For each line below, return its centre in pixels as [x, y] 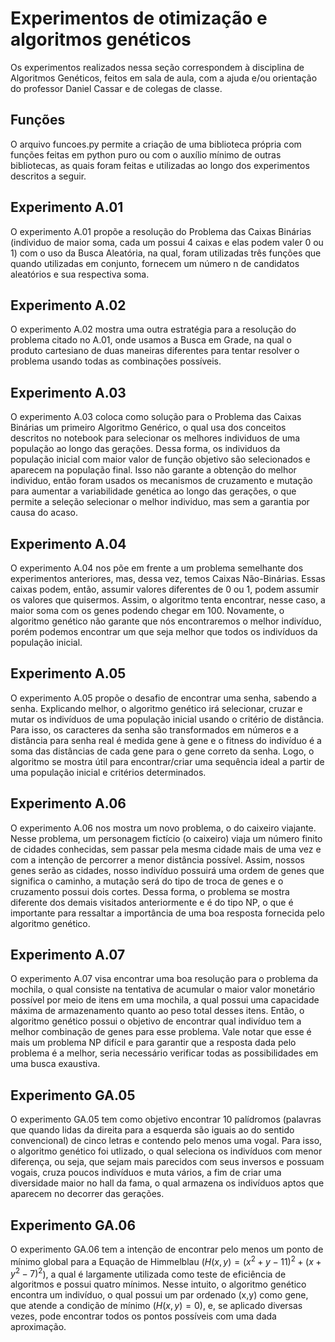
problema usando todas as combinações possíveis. [116, 361]
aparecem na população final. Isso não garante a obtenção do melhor [153, 470]
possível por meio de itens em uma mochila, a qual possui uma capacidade [165, 1000]
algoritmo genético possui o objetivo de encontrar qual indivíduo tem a [156, 1021]
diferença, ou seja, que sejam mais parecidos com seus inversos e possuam [167, 1162]
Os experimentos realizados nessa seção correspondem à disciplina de [157, 67]
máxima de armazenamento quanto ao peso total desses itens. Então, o [157, 1011]
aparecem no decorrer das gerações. [87, 1194]
